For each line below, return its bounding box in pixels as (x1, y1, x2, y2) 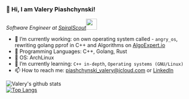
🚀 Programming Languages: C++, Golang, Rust (14, 48, 127, 55)
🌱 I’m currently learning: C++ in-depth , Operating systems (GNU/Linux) (14, 61, 184, 68)
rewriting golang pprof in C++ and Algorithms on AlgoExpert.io (14, 42, 166, 49)
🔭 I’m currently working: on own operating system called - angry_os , (14, 36, 178, 43)
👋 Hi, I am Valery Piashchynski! (6, 5, 96, 13)
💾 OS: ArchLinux (14, 54, 54, 61)
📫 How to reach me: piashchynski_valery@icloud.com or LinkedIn (14, 67, 174, 74)
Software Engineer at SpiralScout (6, 24, 86, 31)
